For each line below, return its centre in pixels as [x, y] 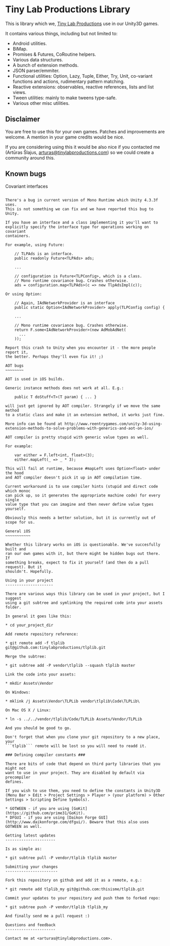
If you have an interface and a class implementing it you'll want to [82, 222]
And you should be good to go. [38, 728]
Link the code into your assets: [41, 674]
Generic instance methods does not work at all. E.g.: [65, 388]
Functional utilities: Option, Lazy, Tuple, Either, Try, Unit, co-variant [82, 76]
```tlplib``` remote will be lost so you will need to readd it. [76, 746]
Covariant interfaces [27, 186]
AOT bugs [15, 366]
